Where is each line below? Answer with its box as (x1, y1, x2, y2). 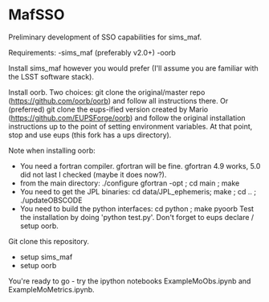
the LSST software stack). (8, 71, 95, 81)
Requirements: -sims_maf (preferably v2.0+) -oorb (8, 47, 177, 57)
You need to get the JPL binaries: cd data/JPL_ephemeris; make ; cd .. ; (19, 186, 257, 196)
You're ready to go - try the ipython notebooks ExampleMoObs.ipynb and (8, 275, 251, 286)
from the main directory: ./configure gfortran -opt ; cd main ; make (19, 178, 240, 188)
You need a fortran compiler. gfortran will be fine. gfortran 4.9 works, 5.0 (19, 161, 261, 170)
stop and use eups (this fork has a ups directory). (8, 130, 172, 140)
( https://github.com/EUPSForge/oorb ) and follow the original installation (8, 112, 247, 122)
